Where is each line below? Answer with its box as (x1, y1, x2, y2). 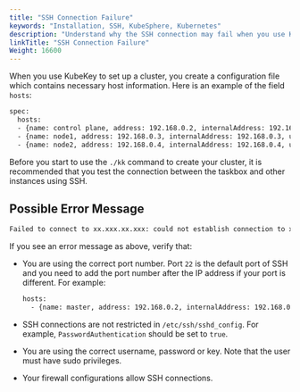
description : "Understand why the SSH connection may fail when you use (9, 29, 286, 38)
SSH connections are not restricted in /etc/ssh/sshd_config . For (21, 319, 259, 329)
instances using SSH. (9, 175, 87, 186)
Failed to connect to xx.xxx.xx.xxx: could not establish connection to (9, 225, 286, 234)
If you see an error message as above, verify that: (9, 241, 193, 252)
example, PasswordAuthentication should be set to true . (21, 328, 229, 339)
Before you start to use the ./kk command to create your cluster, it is (9, 156, 262, 167)
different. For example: (21, 278, 106, 288)
